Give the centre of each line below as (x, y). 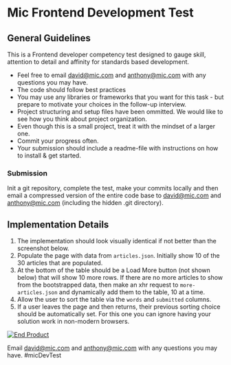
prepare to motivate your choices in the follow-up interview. (102, 104)
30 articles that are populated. (60, 263)
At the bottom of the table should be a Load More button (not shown (114, 270)
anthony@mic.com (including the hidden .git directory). (85, 203)
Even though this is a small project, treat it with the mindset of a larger (116, 126)
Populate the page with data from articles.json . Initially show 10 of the (118, 256)
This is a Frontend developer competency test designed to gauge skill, (107, 54)
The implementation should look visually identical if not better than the (117, 241)
